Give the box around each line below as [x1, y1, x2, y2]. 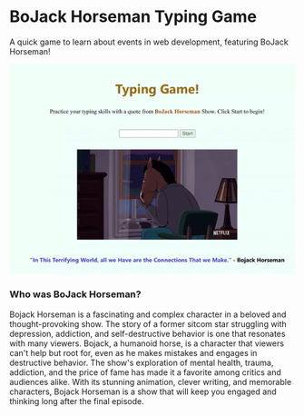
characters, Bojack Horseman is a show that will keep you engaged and [9, 386, 277, 397]
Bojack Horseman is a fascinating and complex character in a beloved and [9, 309, 287, 320]
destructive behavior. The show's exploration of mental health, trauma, [9, 357, 274, 368]
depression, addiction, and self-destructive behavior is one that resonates [9, 328, 286, 339]
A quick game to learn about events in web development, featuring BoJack [9, 36, 289, 47]
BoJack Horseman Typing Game [9, 6, 257, 27]
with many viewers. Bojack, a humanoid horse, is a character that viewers [9, 338, 284, 349]
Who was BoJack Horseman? [9, 288, 142, 301]
